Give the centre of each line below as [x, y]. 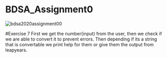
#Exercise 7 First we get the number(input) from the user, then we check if [84, 33]
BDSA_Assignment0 [49, 9]
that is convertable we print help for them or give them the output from [80, 44]
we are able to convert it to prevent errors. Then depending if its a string [81, 39]
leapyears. [16, 50]
